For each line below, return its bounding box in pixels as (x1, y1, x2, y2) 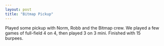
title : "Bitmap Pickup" (5, 12, 54, 16)
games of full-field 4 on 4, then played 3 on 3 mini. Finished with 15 (5, 30, 141, 36)
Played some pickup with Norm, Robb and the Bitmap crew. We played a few (5, 25, 160, 31)
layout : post (5, 7, 32, 12)
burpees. (5, 35, 23, 41)
